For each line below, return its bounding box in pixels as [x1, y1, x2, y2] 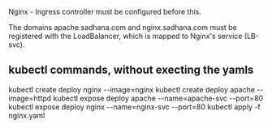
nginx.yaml [8, 110, 45, 120]
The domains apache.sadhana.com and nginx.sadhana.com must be [8, 23, 237, 32]
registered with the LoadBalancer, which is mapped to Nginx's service [8, 32, 243, 41]
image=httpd [8, 93, 52, 103]
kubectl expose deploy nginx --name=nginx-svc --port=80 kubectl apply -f [8, 101, 261, 112]
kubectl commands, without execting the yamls [8, 63, 254, 77]
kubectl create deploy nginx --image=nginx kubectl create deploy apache [8, 84, 256, 94]
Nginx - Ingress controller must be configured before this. [8, 7, 201, 16]
